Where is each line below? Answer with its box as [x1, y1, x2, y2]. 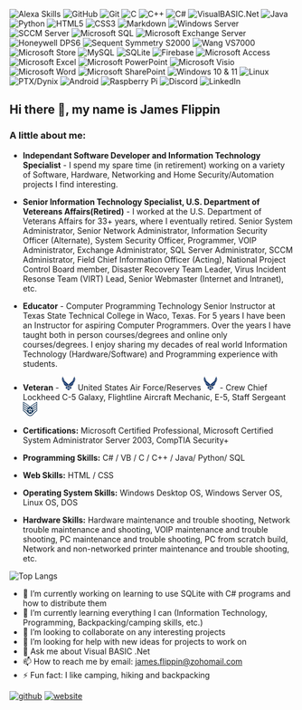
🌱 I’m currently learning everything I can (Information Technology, [22, 607, 269, 618]
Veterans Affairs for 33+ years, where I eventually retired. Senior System [22, 216, 294, 226]
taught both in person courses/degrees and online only [22, 329, 228, 340]
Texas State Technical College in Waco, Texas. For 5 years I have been [22, 310, 287, 321]
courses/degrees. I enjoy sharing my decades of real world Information [22, 339, 288, 350]
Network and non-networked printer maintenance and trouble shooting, [22, 543, 290, 554]
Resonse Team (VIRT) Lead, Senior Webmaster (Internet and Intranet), [22, 273, 285, 284]
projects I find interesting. [22, 178, 118, 189]
